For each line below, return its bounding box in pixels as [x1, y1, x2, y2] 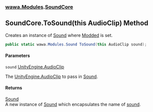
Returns [5, 85, 23, 91]
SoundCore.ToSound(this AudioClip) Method [5, 19, 149, 27]
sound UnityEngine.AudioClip [5, 63, 64, 69]
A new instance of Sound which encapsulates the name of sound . [5, 101, 141, 107]
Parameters [5, 52, 30, 58]
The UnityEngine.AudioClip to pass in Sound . [5, 73, 98, 79]
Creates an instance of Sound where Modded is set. [5, 32, 113, 38]
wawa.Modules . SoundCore [5, 3, 74, 10]
